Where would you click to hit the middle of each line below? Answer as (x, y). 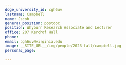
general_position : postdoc (32, 23)
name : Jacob (17, 19)
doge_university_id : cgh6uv (34, 10)
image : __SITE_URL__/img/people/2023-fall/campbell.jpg (63, 46)
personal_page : (21, 50)
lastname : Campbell (25, 14)
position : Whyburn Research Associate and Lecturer (59, 28)
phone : (12, 37)
